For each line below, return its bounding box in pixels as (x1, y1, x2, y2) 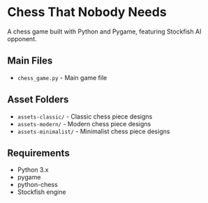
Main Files (7, 55, 53, 67)
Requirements (7, 147, 70, 159)
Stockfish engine (17, 188, 66, 196)
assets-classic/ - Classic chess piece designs (17, 112, 153, 121)
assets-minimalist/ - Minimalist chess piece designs (17, 127, 170, 135)
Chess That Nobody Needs (7, 4, 167, 20)
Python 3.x (17, 165, 49, 174)
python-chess (17, 181, 58, 189)
